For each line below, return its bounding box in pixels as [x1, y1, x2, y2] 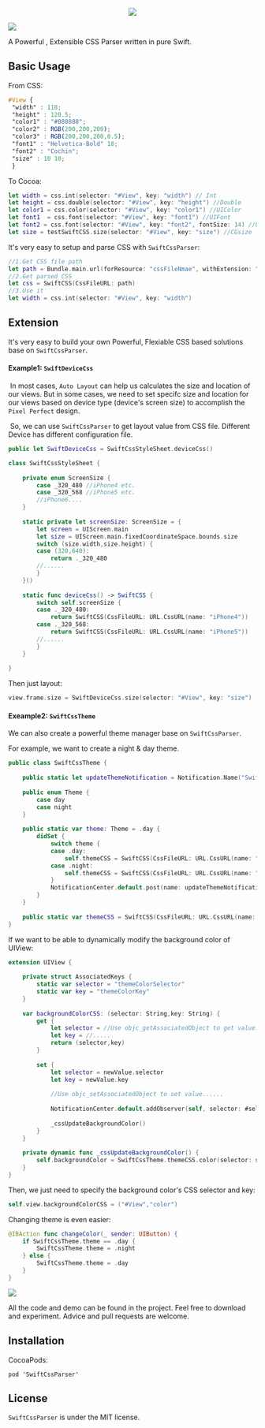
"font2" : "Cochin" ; [11, 147, 80, 155]
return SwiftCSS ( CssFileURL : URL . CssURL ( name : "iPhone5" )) [50, 628, 248, 636]
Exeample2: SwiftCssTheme [8, 710, 96, 721]
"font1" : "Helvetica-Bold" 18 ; [11, 140, 118, 148]
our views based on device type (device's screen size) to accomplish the [8, 398, 246, 408]
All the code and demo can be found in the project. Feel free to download [8, 1303, 246, 1312]
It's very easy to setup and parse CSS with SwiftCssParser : [8, 242, 200, 252]
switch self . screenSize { [36, 598, 122, 606]
